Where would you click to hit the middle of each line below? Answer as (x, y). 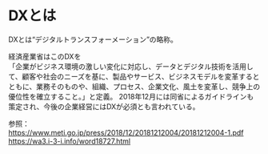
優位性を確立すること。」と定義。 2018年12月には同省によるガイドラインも (131, 96)
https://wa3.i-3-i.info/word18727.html (70, 141)
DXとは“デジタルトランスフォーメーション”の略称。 (93, 39)
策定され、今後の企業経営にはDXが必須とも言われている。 (104, 106)
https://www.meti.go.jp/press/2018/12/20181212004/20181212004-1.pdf (126, 132)
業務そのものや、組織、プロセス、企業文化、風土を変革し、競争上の (148, 86)
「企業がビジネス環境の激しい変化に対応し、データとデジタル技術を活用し (131, 66)
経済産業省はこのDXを (45, 56)
